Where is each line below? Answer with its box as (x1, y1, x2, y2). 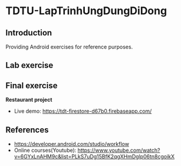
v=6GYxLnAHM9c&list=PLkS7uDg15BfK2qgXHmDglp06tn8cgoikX (14, 153, 175, 160)
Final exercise (5, 80, 58, 90)
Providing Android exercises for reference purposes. (5, 43, 133, 50)
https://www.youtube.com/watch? (77, 147, 160, 154)
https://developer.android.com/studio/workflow (14, 141, 129, 148)
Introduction (5, 28, 52, 38)
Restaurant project (5, 96, 52, 103)
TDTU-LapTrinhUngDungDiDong (5, 4, 167, 18)
